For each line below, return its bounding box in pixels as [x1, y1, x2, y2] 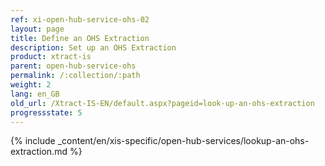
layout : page [10, 24, 65, 34]
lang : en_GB [10, 89, 60, 99]
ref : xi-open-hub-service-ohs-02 [10, 14, 150, 25]
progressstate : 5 [10, 107, 83, 118]
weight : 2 [10, 80, 52, 90]
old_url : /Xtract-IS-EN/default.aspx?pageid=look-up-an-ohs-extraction [10, 98, 315, 108]
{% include [10, 135, 56, 147]
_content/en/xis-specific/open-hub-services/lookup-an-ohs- [57, 135, 310, 147]
